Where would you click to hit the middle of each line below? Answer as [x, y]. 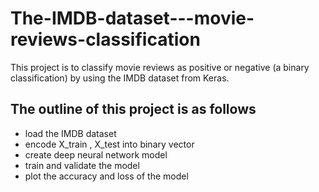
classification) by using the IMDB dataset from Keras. [120, 78]
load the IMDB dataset [70, 133]
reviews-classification [105, 39]
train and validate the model [82, 165]
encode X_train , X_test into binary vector [109, 144]
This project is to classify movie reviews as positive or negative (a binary [160, 67]
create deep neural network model [96, 154]
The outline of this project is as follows [133, 109]
